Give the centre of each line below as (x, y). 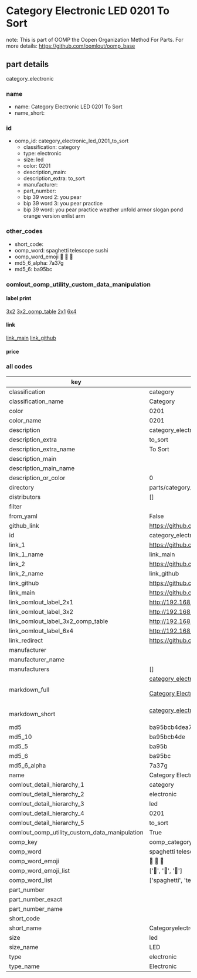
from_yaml (23, 516)
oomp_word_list (31, 880)
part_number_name (36, 909)
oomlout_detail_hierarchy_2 (47, 794)
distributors (25, 497)
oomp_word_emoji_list (40, 870)
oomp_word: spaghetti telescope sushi (61, 250)
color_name (25, 420)
